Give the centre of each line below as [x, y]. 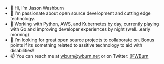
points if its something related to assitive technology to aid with [76, 45]
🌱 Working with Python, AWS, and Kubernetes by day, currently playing [85, 24]
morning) [20, 35]
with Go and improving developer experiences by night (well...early [80, 29]
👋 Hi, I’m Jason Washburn [37, 8]
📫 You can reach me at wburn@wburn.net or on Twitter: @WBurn [79, 56]
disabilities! [22, 51]
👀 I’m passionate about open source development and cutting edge [80, 13]
